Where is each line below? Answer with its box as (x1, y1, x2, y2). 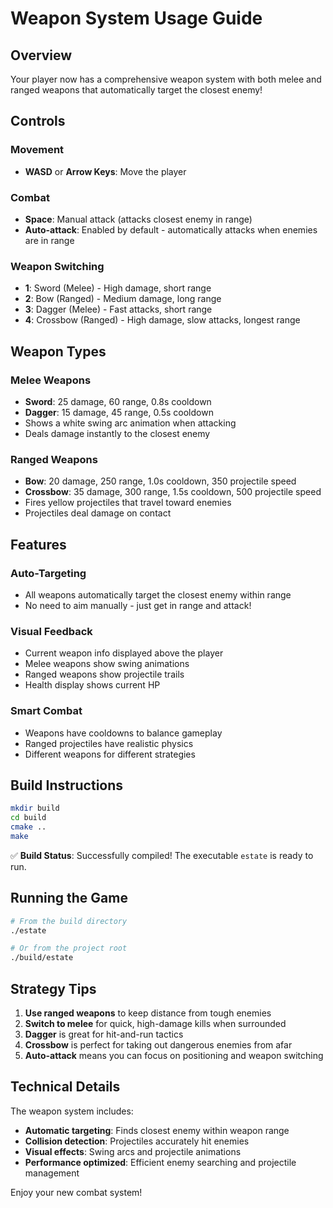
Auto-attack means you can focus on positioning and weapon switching (24, 1049, 324, 1061)
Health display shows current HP (24, 679, 161, 691)
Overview (10, 47, 73, 64)
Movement (10, 143, 65, 157)
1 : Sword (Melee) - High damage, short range (24, 282, 212, 294)
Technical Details (10, 1078, 121, 1096)
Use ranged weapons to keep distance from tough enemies (24, 1007, 272, 1019)
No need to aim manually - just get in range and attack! (24, 599, 252, 611)
